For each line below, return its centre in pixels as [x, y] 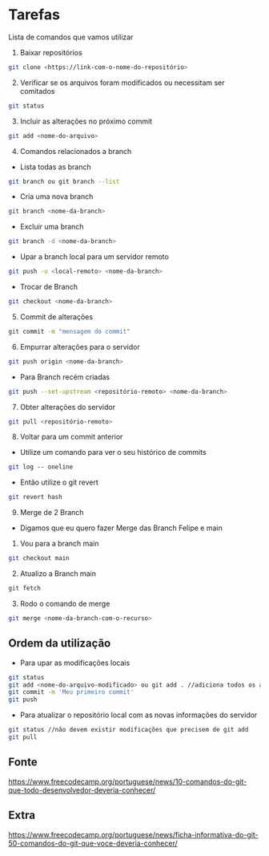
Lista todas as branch [55, 167]
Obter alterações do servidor [68, 407]
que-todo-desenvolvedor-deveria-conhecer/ [82, 790]
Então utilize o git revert [59, 482]
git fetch [25, 588]
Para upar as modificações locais [75, 663]
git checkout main [39, 558]
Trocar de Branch [49, 287]
